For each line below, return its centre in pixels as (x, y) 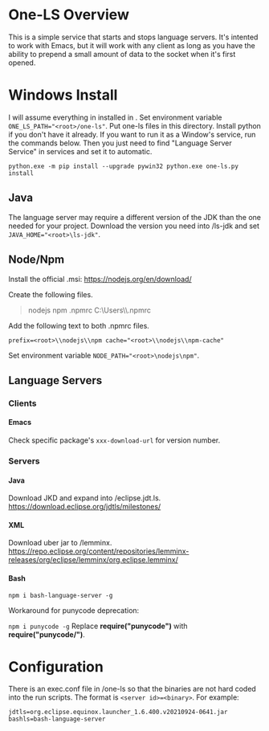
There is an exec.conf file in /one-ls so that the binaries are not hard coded (132, 689)
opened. (22, 63)
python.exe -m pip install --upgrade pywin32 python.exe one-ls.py (124, 166)
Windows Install (63, 95)
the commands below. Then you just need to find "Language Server (120, 143)
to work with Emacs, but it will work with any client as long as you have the (132, 45)
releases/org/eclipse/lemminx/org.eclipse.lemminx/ (93, 560)
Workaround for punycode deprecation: (74, 610)
